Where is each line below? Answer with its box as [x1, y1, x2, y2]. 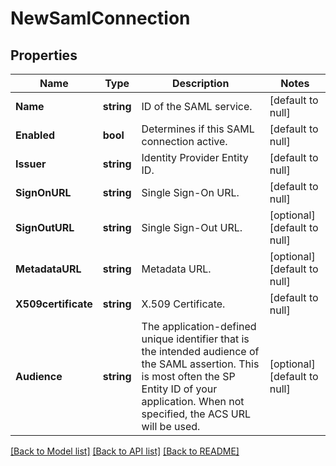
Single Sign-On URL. [141, 186, 240, 199]
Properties [10, 47, 78, 64]
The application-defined [141, 320, 257, 333]
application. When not [141, 395, 245, 408]
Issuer [15, 157, 47, 171]
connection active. [141, 135, 228, 148]
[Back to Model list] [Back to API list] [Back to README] [10, 445, 240, 457]
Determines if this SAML [141, 122, 255, 136]
